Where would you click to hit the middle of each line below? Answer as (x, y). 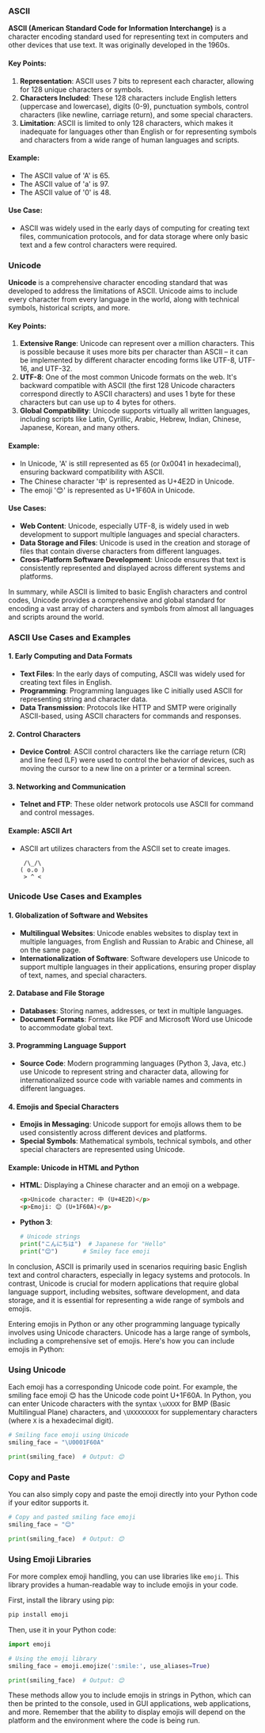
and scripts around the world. (56, 617)
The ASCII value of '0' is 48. (65, 192)
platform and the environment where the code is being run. (104, 1720)
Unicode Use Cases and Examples (75, 896)
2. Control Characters (45, 734)
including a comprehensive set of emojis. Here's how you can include (121, 1340)
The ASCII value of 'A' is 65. (65, 175)
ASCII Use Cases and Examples (70, 637)
